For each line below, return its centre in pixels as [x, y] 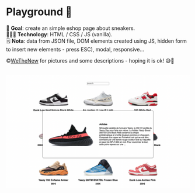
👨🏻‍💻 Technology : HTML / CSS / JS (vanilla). [59, 34]
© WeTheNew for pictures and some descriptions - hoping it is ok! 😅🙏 [90, 60]
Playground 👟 [39, 12]
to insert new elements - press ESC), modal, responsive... [75, 49]
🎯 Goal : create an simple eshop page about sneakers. [71, 28]
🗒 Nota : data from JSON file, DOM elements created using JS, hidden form [96, 41]
